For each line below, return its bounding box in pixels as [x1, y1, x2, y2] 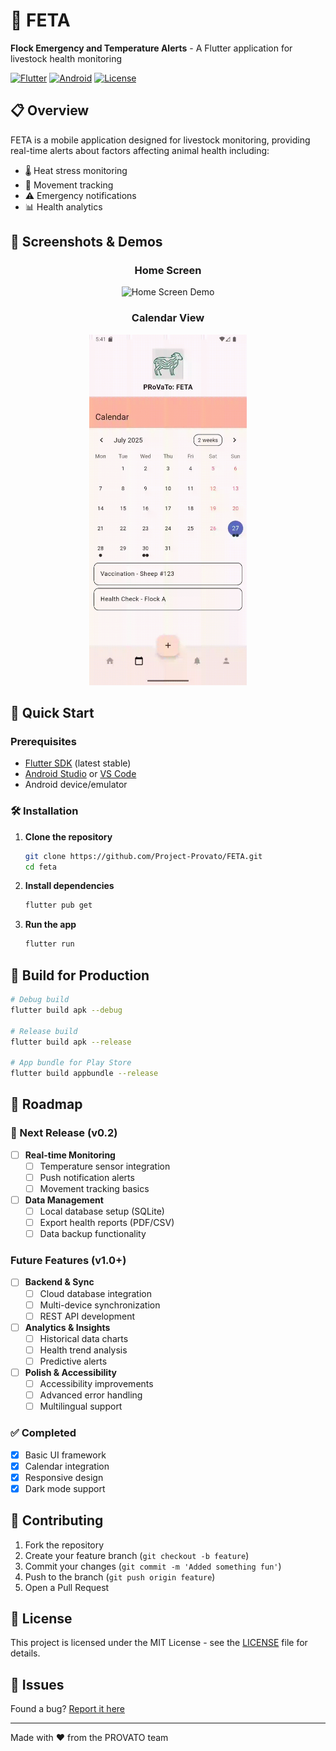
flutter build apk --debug [10, 1005, 123, 1015]
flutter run [24, 939, 75, 949]
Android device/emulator [24, 779, 128, 791]
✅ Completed [10, 1426, 77, 1440]
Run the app [24, 919, 77, 931]
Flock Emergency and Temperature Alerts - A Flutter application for [10, 42, 293, 54]
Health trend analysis [39, 1344, 128, 1356]
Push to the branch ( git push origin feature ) [24, 1570, 216, 1583]
